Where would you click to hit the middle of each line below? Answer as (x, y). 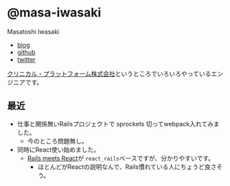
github (26, 52)
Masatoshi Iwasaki (33, 32)
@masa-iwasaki (54, 13)
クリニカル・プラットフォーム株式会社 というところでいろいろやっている (109, 73)
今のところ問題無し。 (57, 141)
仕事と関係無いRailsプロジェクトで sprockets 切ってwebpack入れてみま (118, 124)
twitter (26, 59)
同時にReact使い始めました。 (58, 150)
